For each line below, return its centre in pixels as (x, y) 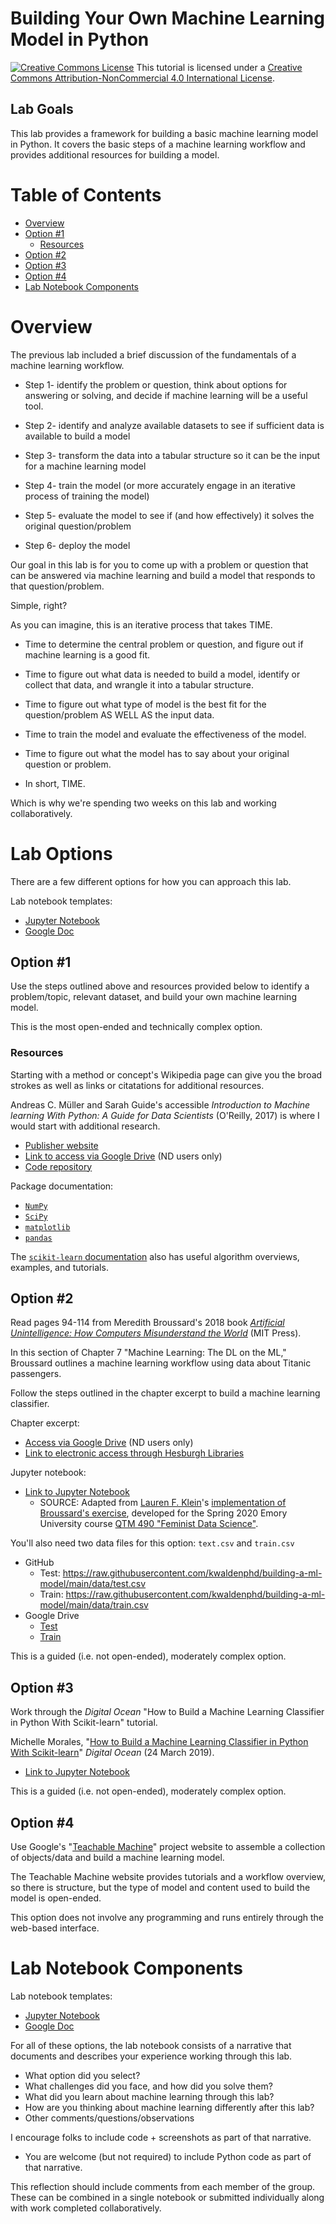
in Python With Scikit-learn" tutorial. (84, 1723)
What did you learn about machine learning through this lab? (149, 2097)
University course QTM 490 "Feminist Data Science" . (149, 1524)
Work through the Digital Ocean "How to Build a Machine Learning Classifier (167, 1712)
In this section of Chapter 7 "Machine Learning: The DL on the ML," (148, 1353)
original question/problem (78, 526)
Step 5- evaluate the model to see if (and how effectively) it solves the (169, 515)
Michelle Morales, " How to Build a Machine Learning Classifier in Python (159, 1742)
